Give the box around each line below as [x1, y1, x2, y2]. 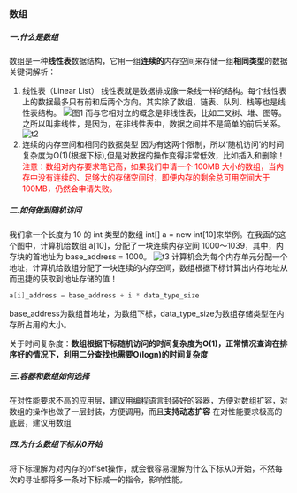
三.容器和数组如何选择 [9, 371, 90, 381]
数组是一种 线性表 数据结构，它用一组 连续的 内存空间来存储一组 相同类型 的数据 [9, 55, 288, 65]
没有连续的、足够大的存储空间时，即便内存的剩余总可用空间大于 [37, 172, 270, 182]
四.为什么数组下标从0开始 [9, 439, 103, 450]
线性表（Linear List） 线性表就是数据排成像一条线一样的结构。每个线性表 [21, 85, 287, 96]
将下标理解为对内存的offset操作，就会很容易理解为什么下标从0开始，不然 [9, 463, 276, 474]
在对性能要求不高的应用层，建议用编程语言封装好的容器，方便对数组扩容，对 [9, 395, 288, 405]
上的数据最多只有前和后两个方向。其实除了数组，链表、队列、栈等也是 [21, 96, 278, 107]
